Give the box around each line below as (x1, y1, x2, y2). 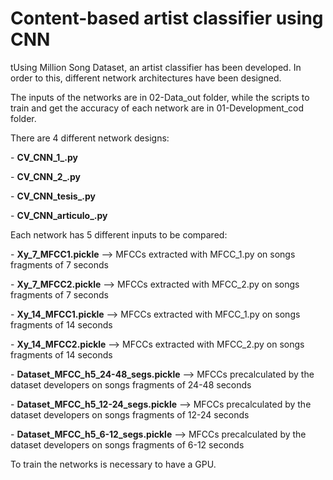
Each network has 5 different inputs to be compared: (10, 228, 228, 241)
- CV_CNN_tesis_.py (10, 190, 96, 202)
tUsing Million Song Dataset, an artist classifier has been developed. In (10, 61, 302, 73)
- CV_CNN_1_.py (10, 151, 78, 163)
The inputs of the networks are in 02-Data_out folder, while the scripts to (10, 91, 310, 103)
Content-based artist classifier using (10, 7, 324, 30)
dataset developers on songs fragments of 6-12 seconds (10, 438, 245, 451)
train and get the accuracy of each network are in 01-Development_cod (10, 102, 305, 114)
